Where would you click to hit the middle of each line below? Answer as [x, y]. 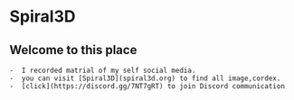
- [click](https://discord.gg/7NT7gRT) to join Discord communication [147, 86]
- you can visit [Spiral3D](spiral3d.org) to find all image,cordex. [145, 78]
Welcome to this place [73, 50]
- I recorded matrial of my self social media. [103, 70]
